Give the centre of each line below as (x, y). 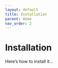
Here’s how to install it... (29, 62)
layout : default (22, 10)
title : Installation (26, 14)
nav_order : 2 (18, 23)
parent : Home (18, 19)
